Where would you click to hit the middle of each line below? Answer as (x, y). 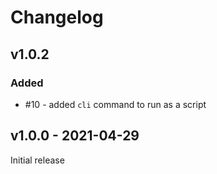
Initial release (37, 160)
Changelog (57, 17)
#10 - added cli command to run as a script (115, 104)
